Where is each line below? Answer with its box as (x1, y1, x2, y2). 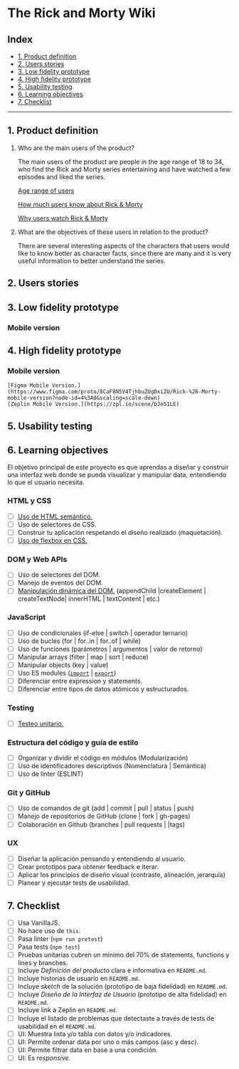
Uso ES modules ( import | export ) (17, 669, 117, 677)
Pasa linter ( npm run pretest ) (17, 935, 103, 943)
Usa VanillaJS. (17, 918, 60, 927)
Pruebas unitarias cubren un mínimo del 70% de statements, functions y (17, 951, 230, 959)
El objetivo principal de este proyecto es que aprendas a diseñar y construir (7, 463, 229, 472)
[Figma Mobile (7, 382, 50, 389)
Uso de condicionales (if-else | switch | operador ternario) (17, 628, 188, 637)
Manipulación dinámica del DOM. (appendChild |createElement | (17, 587, 206, 595)
